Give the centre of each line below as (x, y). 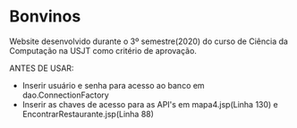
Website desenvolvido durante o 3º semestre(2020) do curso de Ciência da (149, 41)
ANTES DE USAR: (42, 68)
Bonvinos (45, 17)
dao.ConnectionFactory (65, 95)
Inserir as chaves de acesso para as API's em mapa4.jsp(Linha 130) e (150, 104)
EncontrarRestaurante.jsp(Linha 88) (88, 114)
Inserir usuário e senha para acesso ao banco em (113, 85)
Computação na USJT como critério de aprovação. (103, 50)
